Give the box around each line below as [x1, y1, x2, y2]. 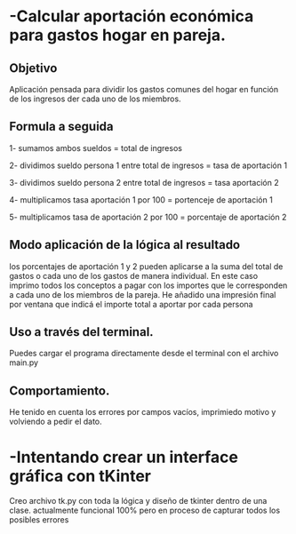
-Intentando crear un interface [9, 447, 238, 467]
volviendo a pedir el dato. [9, 416, 102, 427]
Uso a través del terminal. [9, 324, 154, 339]
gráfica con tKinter [9, 466, 152, 486]
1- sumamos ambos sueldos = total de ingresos [9, 142, 182, 153]
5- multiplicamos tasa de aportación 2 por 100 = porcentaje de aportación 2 [9, 211, 287, 222]
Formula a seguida [9, 119, 114, 134]
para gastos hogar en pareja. [9, 25, 227, 45]
